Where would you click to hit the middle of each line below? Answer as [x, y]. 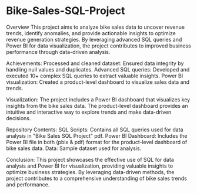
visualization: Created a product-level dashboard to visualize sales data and [98, 82]
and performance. [28, 184]
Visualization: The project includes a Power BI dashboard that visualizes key [98, 99]
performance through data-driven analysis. [58, 52]
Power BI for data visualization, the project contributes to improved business [98, 46]
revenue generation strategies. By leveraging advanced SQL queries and [94, 39]
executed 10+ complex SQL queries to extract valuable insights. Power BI [95, 76]
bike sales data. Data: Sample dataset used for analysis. [74, 148]
